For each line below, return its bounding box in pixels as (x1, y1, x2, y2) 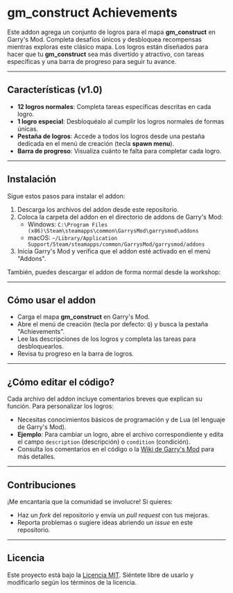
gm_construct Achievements (7, 5, 178, 21)
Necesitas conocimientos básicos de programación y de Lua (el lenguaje (17, 415, 225, 424)
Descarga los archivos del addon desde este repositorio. (17, 205, 179, 213)
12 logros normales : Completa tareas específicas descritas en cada (17, 102, 212, 110)
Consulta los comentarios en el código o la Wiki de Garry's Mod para (17, 445, 215, 453)
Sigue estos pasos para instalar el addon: (7, 192, 126, 200)
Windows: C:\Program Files (27, 220, 108, 228)
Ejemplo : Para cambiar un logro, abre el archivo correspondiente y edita (17, 431, 224, 439)
